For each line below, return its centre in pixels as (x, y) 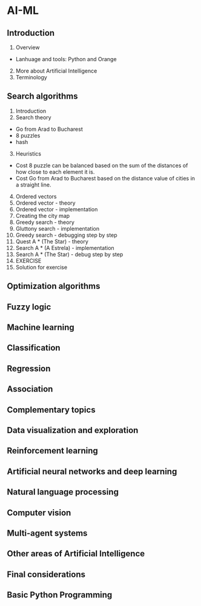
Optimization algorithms (54, 286)
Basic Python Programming (60, 595)
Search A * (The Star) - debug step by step (69, 254)
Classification (34, 348)
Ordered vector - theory (45, 203)
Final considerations (46, 574)
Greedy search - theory (45, 222)
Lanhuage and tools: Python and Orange (66, 59)
